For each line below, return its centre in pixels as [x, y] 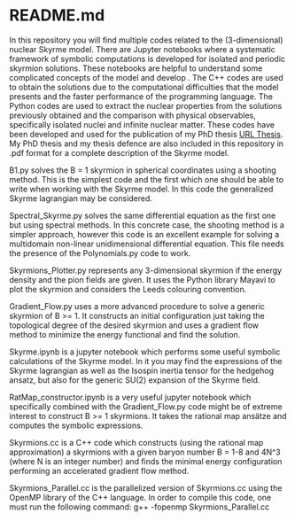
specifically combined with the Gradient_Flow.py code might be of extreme [146, 406]
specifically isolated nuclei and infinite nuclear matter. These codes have [142, 124]
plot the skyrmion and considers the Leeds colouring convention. [128, 289]
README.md [57, 16]
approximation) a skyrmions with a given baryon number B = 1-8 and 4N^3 [145, 452]
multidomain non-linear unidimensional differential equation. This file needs [147, 244]
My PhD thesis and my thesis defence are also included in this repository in [147, 144]
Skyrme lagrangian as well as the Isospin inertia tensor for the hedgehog [142, 370]
